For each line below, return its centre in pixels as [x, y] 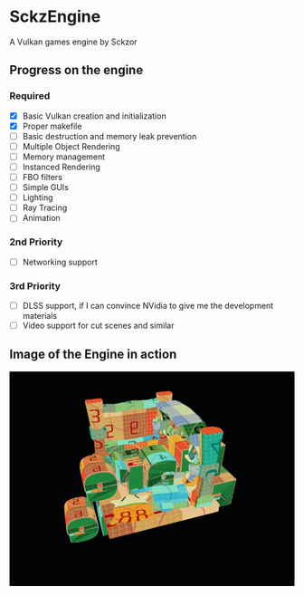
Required [30, 96]
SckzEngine [55, 17]
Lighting [38, 197]
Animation [41, 218]
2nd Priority [36, 242]
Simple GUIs [46, 187]
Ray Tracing [45, 208]
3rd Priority [35, 285]
